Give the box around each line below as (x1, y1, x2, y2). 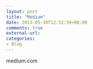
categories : (6, 36, 35, 42)
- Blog (6, 42, 22, 47)
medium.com (6, 57, 38, 64)
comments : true (6, 25, 43, 31)
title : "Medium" (6, 14, 46, 20)
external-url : (6, 30, 41, 36)
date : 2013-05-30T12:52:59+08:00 (6, 19, 88, 25)
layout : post (6, 8, 38, 15)
